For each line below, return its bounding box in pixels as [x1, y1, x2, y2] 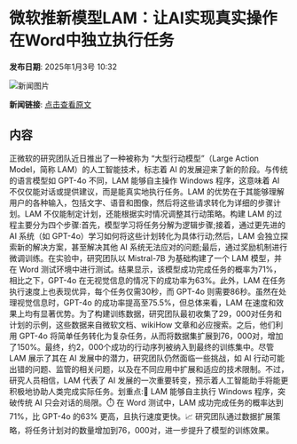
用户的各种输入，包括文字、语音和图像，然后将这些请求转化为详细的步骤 [9, 197, 273, 208]
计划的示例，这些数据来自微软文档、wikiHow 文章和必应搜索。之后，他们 [9, 319, 276, 329]
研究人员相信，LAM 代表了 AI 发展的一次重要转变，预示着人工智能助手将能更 [9, 375, 289, 385]
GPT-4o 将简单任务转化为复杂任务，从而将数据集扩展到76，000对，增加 [19, 330, 284, 341]
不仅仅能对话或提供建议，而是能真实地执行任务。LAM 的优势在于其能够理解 [9, 186, 285, 196]
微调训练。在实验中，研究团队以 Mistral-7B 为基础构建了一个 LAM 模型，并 [9, 252, 282, 263]
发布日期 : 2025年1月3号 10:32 [9, 61, 118, 72]
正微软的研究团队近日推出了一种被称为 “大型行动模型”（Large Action [9, 153, 260, 163]
